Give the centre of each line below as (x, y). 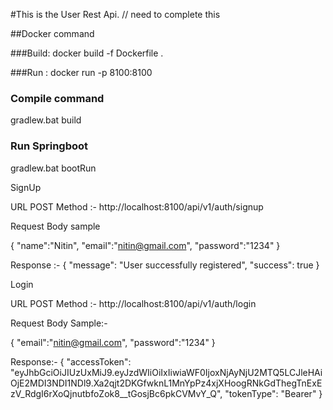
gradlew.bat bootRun (53, 168)
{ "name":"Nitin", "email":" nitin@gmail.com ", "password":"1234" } (145, 245)
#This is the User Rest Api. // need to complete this (115, 14)
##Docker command (52, 33)
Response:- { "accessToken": (71, 361)
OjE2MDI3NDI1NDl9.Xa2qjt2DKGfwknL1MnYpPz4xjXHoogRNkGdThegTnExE (166, 383)
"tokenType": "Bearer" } (273, 393)
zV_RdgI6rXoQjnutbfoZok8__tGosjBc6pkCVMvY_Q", (116, 393)
